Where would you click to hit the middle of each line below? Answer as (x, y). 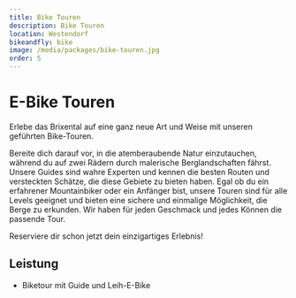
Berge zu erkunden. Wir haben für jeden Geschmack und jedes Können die (146, 210)
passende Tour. (38, 218)
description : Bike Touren (57, 26)
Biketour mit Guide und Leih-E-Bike (86, 285)
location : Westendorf (49, 34)
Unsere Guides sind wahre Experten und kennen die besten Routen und (139, 172)
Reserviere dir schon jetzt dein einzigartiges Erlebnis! (106, 236)
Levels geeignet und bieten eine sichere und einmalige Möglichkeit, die (138, 200)
